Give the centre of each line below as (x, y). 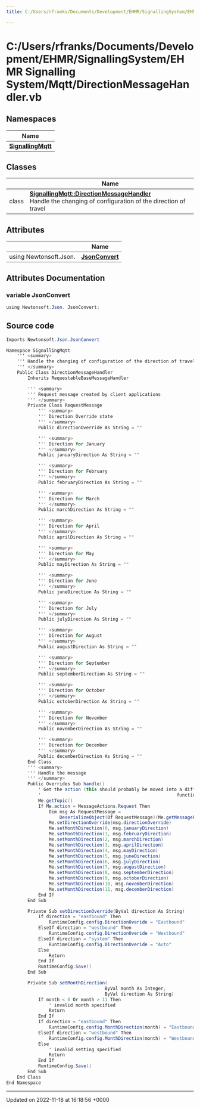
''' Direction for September (74, 663)
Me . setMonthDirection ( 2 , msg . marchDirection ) (106, 840)
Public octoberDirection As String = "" (89, 701)
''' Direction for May (66, 553)
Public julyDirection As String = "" (85, 619)
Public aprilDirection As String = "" (86, 537)
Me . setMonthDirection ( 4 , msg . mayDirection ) (104, 850)
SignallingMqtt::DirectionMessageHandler (90, 194)
